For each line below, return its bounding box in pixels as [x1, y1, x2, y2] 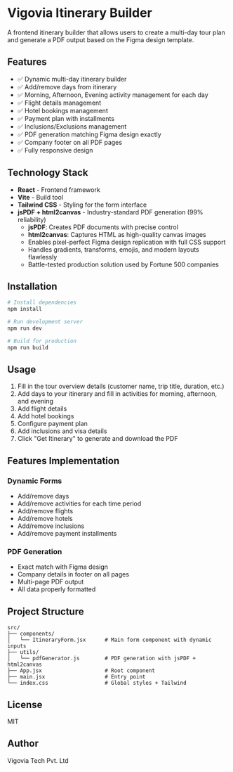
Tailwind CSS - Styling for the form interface [17, 200, 147, 209]
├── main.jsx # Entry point [7, 674, 146, 681]
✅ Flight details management [17, 98, 102, 107]
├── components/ [7, 631, 55, 638]
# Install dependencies [7, 299, 77, 307]
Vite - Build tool [17, 193, 64, 201]
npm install [7, 306, 42, 313]
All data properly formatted [17, 585, 96, 593]
